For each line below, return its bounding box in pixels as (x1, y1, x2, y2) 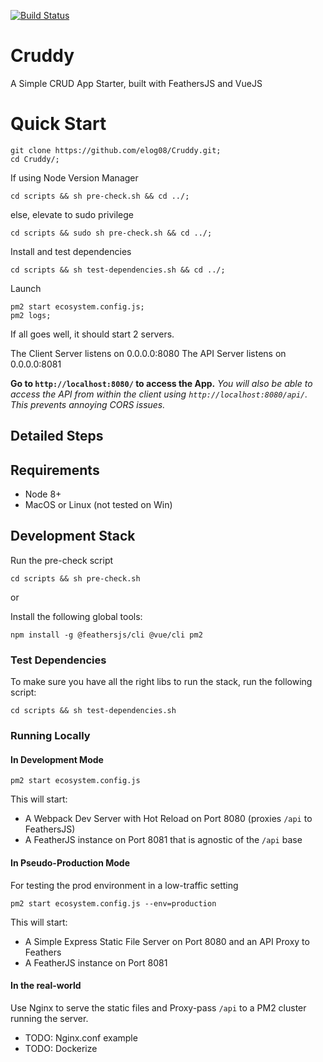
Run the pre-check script (10, 554, 114, 566)
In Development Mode (10, 753, 104, 765)
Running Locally (10, 729, 91, 743)
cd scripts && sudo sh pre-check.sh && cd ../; (10, 228, 213, 238)
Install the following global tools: (10, 610, 143, 622)
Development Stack (10, 528, 136, 545)
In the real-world (10, 980, 82, 992)
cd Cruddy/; (10, 154, 60, 164)
